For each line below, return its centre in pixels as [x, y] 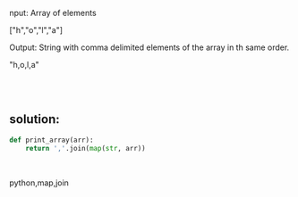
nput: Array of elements [53, 13]
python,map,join [39, 183]
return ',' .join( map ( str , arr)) [85, 148]
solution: [34, 119]
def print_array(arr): [51, 140]
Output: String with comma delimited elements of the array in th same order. [149, 47]
